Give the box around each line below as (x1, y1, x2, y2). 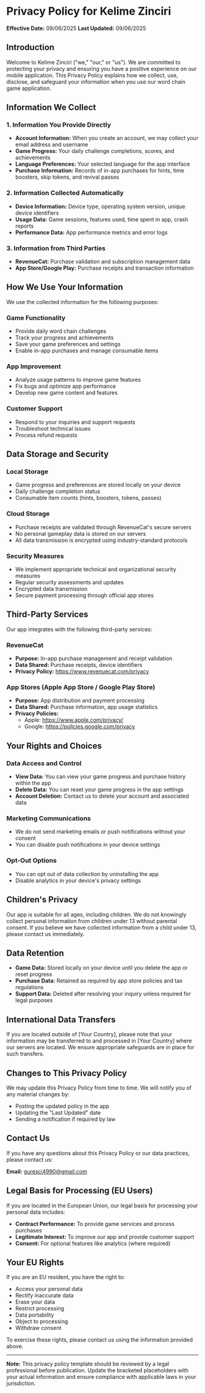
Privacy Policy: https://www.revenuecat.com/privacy (15, 668, 149, 675)
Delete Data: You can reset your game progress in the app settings (15, 786, 184, 793)
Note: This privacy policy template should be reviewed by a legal (6, 1360, 170, 1368)
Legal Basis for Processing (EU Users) (6, 1186, 153, 1196)
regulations (15, 984, 44, 991)
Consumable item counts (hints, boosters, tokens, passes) (15, 494, 162, 502)
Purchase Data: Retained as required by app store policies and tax (15, 977, 183, 984)
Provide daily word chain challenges (15, 327, 107, 335)
